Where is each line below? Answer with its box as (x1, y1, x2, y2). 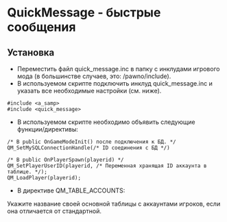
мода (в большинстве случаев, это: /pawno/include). (16, 72, 171, 80)
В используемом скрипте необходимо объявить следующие (16, 118, 195, 126)
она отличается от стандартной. (7, 207, 101, 215)
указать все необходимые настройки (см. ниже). (16, 87, 162, 95)
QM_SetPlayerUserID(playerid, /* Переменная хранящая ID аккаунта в (7, 162, 207, 169)
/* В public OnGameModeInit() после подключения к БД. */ (7, 138, 176, 145)
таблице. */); (7, 169, 48, 175)
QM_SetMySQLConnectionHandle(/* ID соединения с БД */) (7, 145, 170, 151)
